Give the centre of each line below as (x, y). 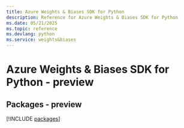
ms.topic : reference (32, 29)
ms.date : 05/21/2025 (32, 23)
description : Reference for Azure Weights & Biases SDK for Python (92, 17)
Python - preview (50, 82)
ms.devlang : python (31, 34)
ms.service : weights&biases (41, 40)
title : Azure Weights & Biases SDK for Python (65, 12)
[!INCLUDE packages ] (33, 119)
